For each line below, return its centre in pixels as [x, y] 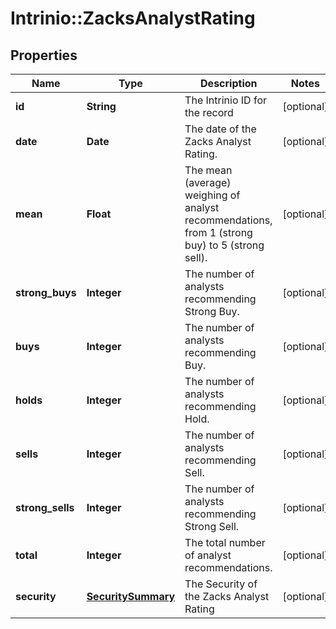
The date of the [220, 129]
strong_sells [45, 507]
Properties [44, 55]
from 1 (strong [218, 232]
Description [229, 83]
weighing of [212, 195]
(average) [208, 182]
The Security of [221, 584]
